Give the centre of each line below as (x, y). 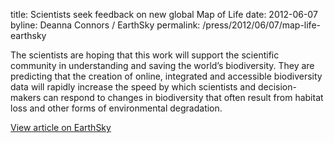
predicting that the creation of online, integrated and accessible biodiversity (166, 76)
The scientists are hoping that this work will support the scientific (145, 55)
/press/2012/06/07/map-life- (261, 25)
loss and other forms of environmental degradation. (116, 108)
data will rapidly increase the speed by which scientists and (133, 87)
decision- (277, 87)
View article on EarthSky (61, 127)
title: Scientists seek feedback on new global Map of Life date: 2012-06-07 (164, 14)
